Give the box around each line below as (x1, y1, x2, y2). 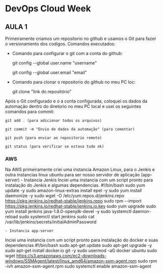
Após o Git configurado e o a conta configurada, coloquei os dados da (5, 98, 148, 104)
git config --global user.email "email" (12, 69, 87, 75)
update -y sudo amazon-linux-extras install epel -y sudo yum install (5, 188, 142, 194)
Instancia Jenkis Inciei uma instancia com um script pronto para (24, 177, 153, 183)
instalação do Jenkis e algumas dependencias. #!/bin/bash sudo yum (5, 182, 146, 188)
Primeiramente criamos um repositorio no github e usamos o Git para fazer (5, 35, 156, 41)
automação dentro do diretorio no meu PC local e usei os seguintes (5, 103, 141, 109)
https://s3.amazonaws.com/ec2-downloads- (16, 253, 107, 259)
